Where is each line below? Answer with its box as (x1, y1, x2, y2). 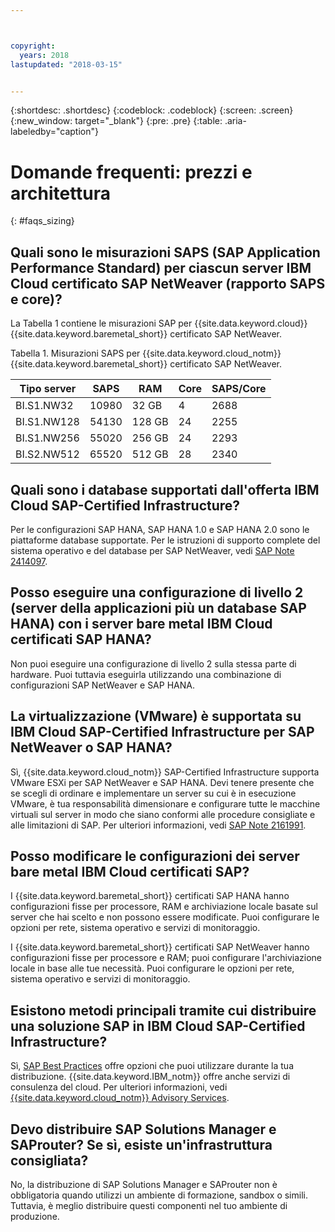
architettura (10, 182, 112, 205)
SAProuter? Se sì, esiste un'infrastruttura (10, 1136, 273, 1153)
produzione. (10, 1211, 60, 1222)
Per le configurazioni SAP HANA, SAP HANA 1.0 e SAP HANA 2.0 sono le (10, 523, 310, 535)
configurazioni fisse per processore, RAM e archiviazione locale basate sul (10, 901, 318, 913)
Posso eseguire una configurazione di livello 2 (10, 584, 304, 601)
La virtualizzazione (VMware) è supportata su (10, 708, 302, 725)
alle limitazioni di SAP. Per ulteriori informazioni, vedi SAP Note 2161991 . (10, 819, 307, 831)
